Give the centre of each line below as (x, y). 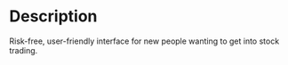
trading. (24, 50)
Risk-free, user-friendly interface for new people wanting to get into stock (144, 41)
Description (53, 16)
